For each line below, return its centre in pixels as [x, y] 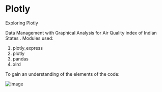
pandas [21, 58]
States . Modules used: [29, 38]
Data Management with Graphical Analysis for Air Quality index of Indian [81, 33]
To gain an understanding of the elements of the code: [62, 74]
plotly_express [28, 48]
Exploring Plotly [22, 23]
